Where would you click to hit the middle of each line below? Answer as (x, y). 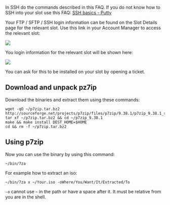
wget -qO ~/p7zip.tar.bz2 (32, 109)
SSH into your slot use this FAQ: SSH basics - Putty (58, 13)
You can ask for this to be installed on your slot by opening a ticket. (75, 72)
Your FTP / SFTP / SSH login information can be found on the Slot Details (81, 22)
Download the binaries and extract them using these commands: (73, 99)
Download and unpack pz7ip (51, 88)
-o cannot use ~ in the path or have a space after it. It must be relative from (83, 191)
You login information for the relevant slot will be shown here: (69, 52)
